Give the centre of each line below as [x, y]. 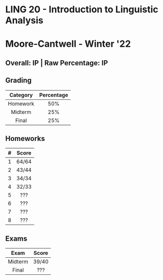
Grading [18, 81]
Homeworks [25, 138]
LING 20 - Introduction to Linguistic [82, 10]
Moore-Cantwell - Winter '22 [68, 44]
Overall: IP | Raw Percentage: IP [57, 63]
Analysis [24, 20]
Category [21, 95]
